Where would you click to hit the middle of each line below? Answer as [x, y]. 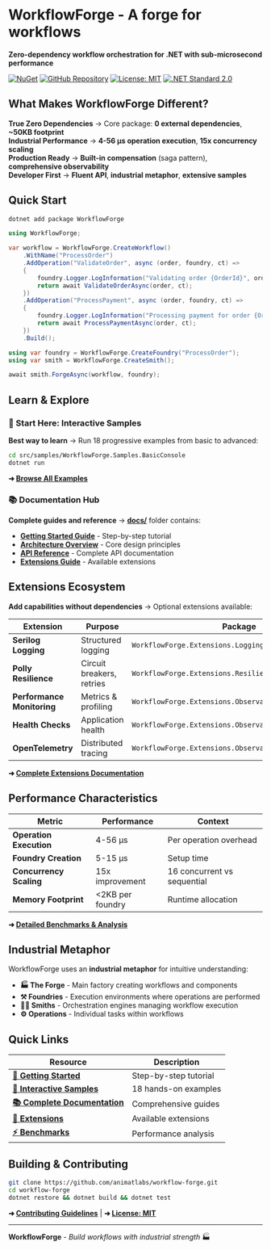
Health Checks [42, 724]
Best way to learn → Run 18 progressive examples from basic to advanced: [133, 440]
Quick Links [39, 1039]
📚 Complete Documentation [68, 1102]
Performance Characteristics [83, 798]
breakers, [99, 673]
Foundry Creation [47, 858]
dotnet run [27, 463]
